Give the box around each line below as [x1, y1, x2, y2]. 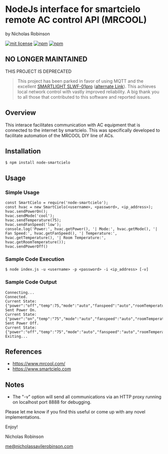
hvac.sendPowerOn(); [5, 209, 48, 214]
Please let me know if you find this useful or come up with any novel [5, 409, 146, 415]
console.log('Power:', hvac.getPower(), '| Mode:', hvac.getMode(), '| [5, 226, 157, 232]
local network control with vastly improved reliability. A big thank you [17, 89, 159, 95]
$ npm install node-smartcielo [5, 160, 70, 165]
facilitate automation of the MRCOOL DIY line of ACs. [5, 132, 114, 138]
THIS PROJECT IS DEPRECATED [5, 68, 71, 74]
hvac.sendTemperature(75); [5, 218, 61, 223]
